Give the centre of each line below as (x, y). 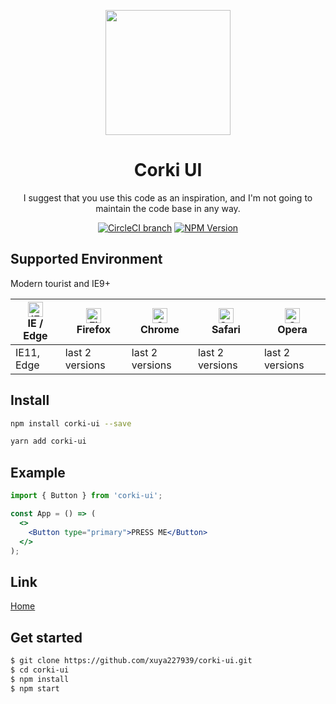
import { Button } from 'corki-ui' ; (86, 496)
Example (38, 472)
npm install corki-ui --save (71, 423)
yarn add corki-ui (48, 441)
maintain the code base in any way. (168, 208)
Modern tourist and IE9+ (61, 283)
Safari (226, 329)
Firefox (93, 329)
